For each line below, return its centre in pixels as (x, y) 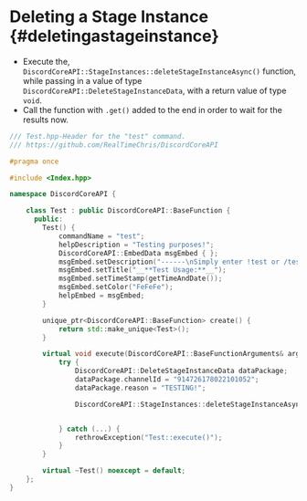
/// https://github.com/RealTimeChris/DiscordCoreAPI (114, 145)
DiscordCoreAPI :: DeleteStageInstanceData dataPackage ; (181, 371)
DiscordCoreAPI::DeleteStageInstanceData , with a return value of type (154, 90)
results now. (45, 120)
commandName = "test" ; (101, 236)
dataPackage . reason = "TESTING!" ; (140, 388)
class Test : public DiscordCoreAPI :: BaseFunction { (128, 211)
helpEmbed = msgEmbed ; (101, 296)
